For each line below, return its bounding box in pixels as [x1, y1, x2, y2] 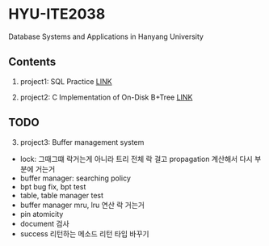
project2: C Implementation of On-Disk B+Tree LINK [19, 92, 193, 102]
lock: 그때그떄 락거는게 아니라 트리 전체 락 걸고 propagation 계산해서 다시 [19, 154, 253, 163]
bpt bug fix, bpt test [19, 181, 86, 191]
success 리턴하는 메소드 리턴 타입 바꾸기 [19, 228, 149, 239]
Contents [8, 55, 57, 69]
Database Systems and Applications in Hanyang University [8, 32, 204, 41]
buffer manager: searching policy [19, 173, 132, 183]
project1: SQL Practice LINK [19, 76, 112, 86]
